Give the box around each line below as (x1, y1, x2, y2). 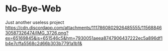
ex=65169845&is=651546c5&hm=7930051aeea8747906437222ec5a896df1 (5, 35, 163, 41)
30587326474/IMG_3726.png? (5, 30, 69, 36)
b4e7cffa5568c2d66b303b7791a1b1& (5, 40, 82, 46)
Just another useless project (5, 19, 64, 25)
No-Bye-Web (5, 3, 61, 14)
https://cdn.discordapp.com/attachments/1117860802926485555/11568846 (5, 24, 162, 30)
